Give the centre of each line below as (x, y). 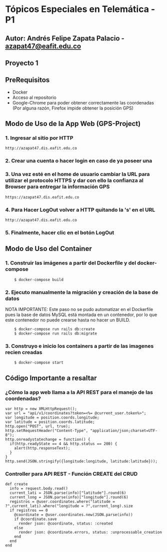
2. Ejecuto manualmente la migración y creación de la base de (82, 292)
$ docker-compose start (39, 363)
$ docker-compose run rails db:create (54, 329)
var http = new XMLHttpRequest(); (41, 408)
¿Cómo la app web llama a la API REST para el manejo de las (79, 392)
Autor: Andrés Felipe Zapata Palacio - (65, 38)
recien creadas (24, 352)
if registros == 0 (29, 510)
